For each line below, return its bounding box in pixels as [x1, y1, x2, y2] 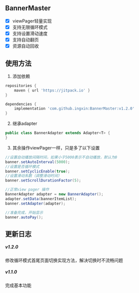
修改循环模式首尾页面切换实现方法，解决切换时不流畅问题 [5, 257, 123, 263]
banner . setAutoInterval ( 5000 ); [5, 159, 70, 164]
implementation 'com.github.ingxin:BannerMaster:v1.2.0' [14, 106, 135, 111]
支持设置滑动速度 [12, 30, 48, 36]
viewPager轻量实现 [12, 17, 52, 24]
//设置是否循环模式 [5, 164, 40, 169]
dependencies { [5, 101, 37, 106]
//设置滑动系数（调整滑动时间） [5, 173, 62, 178]
